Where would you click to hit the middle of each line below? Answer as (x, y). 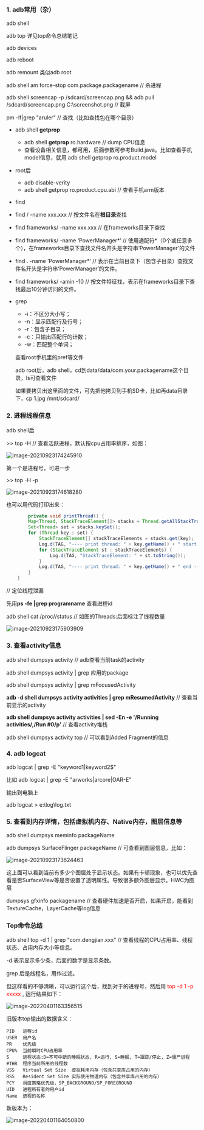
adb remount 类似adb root (39, 72)
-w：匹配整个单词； (49, 345)
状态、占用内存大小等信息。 (41, 947)
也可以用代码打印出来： (36, 504)
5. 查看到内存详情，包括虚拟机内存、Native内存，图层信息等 (94, 821)
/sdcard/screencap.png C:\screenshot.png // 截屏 (69, 105)
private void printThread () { (66, 516)
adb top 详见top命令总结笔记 (42, 36)
